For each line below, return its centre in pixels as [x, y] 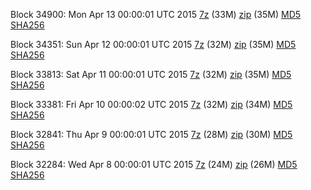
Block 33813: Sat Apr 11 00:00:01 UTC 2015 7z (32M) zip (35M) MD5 [151, 74]
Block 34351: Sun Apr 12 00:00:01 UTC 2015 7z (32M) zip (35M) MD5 [153, 44]
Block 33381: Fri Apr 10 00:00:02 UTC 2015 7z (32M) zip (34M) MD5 [151, 104]
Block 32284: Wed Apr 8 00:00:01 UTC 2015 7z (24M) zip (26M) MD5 [154, 164]
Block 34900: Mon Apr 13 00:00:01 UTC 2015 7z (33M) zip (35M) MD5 [156, 14]
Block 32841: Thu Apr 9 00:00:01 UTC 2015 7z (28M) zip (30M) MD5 [151, 134]
